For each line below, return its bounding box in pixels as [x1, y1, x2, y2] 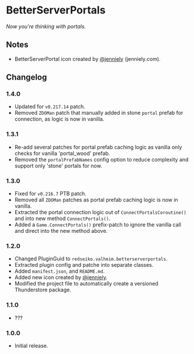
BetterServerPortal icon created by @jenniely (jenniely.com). [14, 55, 161, 62]
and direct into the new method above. [14, 228, 108, 235]
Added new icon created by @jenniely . [14, 274, 108, 281]
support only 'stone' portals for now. [14, 162, 102, 169]
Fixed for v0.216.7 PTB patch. [14, 190, 86, 197]
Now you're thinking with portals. [6, 23, 86, 30]
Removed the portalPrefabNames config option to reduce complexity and [14, 156, 189, 163]
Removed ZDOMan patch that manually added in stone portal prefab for [14, 109, 183, 116]
